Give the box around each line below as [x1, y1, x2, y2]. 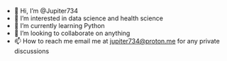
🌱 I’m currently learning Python [13, 22, 105, 29]
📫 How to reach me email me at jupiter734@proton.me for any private [13, 37, 220, 45]
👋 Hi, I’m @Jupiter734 [13, 7, 79, 15]
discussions [13, 47, 50, 55]
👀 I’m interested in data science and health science [13, 14, 163, 22]
